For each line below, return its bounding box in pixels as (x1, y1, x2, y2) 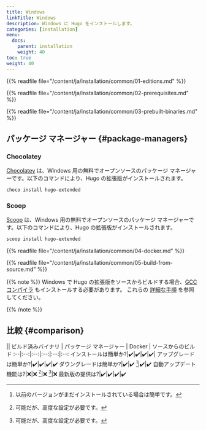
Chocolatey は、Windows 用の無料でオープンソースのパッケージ (6, 167, 169, 174)
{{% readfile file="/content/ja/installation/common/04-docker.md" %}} (6, 247, 185, 255)
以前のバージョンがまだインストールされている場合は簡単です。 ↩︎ (15, 391, 182, 398)
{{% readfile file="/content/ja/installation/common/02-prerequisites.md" (6, 89, 189, 96)
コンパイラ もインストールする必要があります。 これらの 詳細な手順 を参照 (6, 286, 195, 294)
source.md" (6, 265, 36, 273)
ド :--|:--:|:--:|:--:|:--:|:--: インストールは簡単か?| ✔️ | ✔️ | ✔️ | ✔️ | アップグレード (6, 351, 195, 358)
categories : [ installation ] (6, 26, 78, 33)
